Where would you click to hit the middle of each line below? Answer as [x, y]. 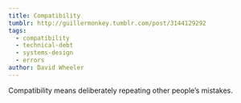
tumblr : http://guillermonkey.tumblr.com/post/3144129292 [107, 23]
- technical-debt [45, 46]
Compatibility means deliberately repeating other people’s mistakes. [120, 90]
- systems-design [45, 53]
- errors [30, 61]
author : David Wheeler [46, 68]
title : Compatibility [45, 16]
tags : [17, 30]
